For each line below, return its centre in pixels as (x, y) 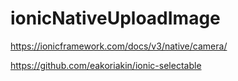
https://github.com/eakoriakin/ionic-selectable (106, 65)
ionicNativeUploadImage (115, 18)
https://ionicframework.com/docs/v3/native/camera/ (119, 46)
